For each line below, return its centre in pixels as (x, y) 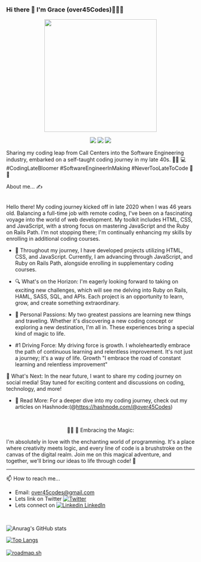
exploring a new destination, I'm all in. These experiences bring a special (104, 327)
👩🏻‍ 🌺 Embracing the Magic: (100, 430)
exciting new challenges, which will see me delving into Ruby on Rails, (101, 290)
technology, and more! (34, 389)
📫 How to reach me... (33, 479)
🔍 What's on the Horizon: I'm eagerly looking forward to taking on (96, 282)
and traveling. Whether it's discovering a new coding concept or (94, 321)
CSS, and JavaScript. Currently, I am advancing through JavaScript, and (104, 257)
